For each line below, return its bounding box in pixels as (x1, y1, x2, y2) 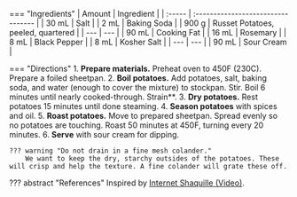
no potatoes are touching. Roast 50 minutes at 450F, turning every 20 (9, 120, 264, 130)
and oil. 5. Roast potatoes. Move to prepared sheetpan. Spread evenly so (9, 111, 277, 121)
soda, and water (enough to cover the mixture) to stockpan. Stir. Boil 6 (9, 83, 266, 92)
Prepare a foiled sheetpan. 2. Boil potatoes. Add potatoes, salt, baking (9, 73, 268, 83)
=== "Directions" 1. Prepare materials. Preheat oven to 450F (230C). (9, 63, 262, 74)
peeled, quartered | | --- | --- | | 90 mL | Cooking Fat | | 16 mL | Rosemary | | (9, 28, 286, 37)
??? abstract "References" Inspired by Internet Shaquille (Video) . (9, 177, 246, 188)
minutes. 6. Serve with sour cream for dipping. (9, 130, 180, 139)
